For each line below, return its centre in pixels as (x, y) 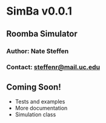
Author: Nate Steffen (38, 51)
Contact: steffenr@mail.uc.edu (53, 67)
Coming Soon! (34, 87)
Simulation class (35, 114)
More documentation (41, 108)
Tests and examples (40, 102)
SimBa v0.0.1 (39, 11)
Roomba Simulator (42, 34)
